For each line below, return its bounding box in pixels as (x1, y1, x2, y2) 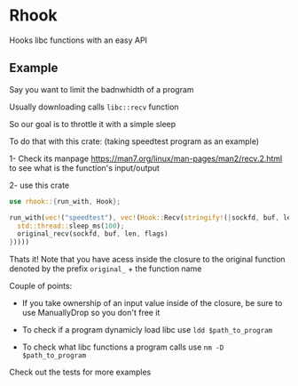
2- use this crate (9, 180, 69, 190)
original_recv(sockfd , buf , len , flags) (17, 229, 169, 238)
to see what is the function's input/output (9, 162, 160, 173)
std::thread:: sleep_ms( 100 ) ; (17, 221, 125, 230)
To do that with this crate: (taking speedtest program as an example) (9, 135, 260, 147)
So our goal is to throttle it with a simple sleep (9, 118, 176, 129)
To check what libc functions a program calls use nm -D (21, 342, 224, 352)
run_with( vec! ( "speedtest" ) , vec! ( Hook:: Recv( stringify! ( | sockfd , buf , (9, 213, 279, 222)
